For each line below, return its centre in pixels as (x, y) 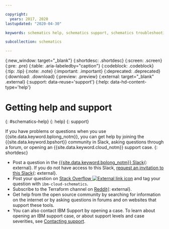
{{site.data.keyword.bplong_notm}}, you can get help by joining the (75, 137)
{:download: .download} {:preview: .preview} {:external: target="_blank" (80, 77)
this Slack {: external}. (35, 173)
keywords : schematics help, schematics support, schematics (70, 33)
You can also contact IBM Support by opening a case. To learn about (84, 211)
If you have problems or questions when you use (56, 131)
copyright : (17, 14)
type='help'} (18, 87)
